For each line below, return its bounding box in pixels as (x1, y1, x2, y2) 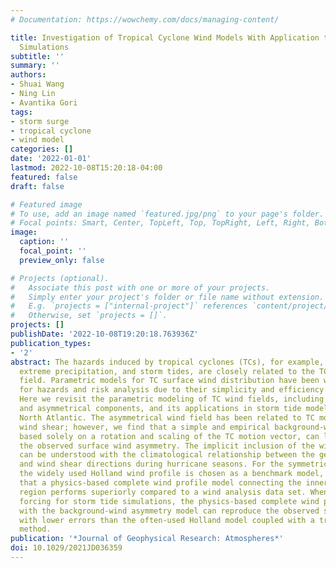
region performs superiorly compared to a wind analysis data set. (19, 487, 307, 497)
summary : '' (10, 61, 60, 71)
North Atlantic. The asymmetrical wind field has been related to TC (19, 412, 315, 423)
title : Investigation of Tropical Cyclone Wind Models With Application (10, 32, 320, 43)
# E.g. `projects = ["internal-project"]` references (10, 301, 248, 311)
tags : (10, 107, 33, 117)
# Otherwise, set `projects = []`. (10, 311, 168, 321)
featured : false (10, 172, 78, 182)
